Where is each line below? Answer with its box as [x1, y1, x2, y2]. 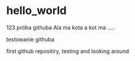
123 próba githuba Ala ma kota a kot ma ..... [6, 24, 115, 31]
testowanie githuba [6, 35, 55, 43]
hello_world [6, 4, 67, 18]
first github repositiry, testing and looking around [6, 47, 130, 55]
